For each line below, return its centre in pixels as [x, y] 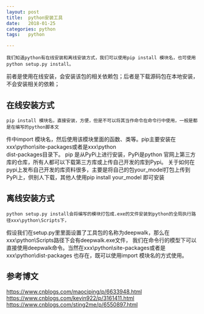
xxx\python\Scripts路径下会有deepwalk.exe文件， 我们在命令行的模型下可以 [101, 240]
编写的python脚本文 [37, 127]
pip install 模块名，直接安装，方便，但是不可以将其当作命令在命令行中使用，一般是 [100, 120]
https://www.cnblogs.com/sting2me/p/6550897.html [72, 304]
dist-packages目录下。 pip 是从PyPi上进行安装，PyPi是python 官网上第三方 [101, 154]
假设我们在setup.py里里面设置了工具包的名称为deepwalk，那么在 [88, 232]
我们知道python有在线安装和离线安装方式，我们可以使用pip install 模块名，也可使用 [101, 58]
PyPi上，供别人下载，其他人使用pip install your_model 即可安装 [86, 177]
